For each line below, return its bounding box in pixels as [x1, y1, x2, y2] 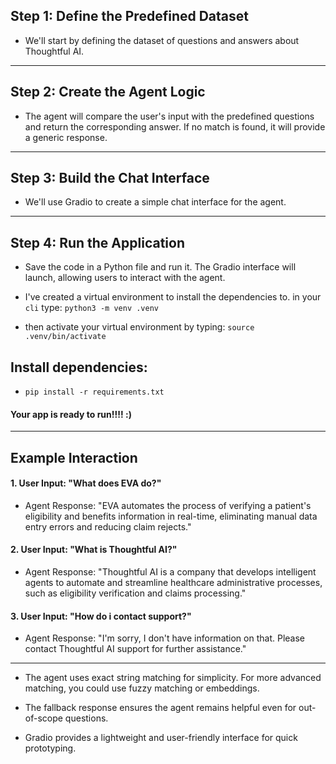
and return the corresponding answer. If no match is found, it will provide [24, 120, 326, 133]
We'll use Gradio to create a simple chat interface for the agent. [24, 196, 287, 208]
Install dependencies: [10, 359, 148, 376]
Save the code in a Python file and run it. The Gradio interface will [24, 261, 297, 273]
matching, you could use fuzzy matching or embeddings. [24, 682, 260, 694]
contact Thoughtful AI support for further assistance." [24, 643, 247, 655]
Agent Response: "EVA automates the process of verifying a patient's [24, 499, 312, 511]
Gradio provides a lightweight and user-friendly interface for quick [24, 732, 298, 744]
